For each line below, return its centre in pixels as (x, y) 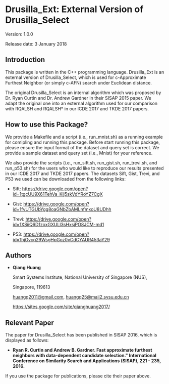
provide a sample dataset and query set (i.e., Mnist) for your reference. (79, 153)
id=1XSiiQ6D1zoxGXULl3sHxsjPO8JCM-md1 (58, 224)
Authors (18, 255)
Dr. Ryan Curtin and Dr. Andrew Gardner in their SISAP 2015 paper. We (78, 98)
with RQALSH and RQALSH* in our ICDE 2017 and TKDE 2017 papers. (77, 109)
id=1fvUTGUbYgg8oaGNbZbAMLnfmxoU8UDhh (62, 209)
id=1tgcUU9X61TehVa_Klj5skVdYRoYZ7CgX (58, 194)
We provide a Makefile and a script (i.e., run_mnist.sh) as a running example (84, 137)
